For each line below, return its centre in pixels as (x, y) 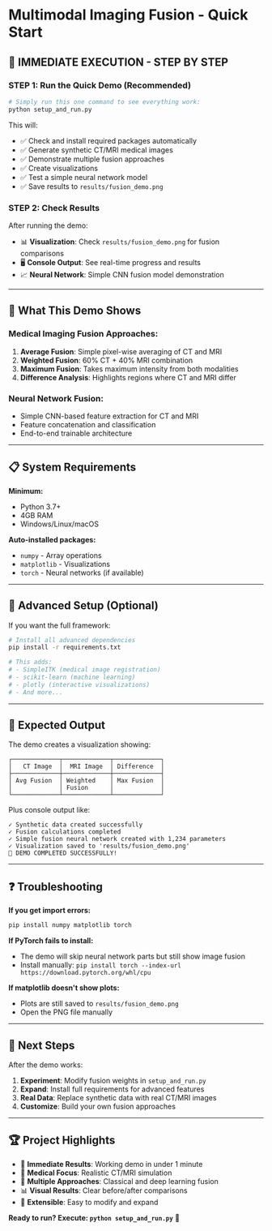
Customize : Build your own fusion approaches (98, 1106)
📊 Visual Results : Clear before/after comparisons (104, 1190)
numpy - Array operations (61, 555)
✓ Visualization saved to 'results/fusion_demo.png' (99, 846)
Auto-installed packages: (52, 539)
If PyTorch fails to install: (51, 941)
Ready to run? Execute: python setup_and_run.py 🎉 (94, 1217)
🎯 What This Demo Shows (75, 311)
